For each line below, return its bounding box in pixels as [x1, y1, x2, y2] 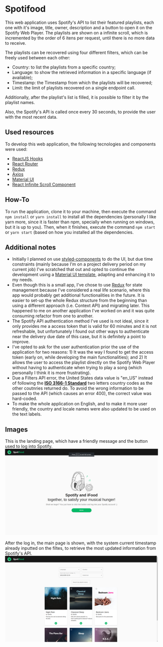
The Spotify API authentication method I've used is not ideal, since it [12, 318, 149, 324]
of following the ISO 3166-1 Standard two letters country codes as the [12, 380, 153, 386]
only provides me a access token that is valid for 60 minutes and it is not [12, 323, 157, 329]
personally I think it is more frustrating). [12, 370, 91, 376]
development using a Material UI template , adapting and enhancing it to [12, 271, 155, 278]
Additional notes [5, 243, 56, 252]
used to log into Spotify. [5, 444, 53, 449]
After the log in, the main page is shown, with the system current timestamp [5, 540, 157, 546]
